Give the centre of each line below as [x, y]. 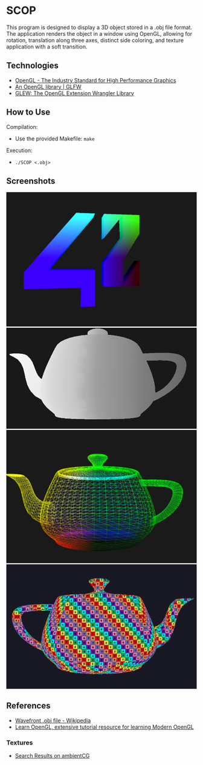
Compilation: [22, 127]
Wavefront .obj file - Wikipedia [53, 720]
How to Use [28, 112]
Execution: [19, 150]
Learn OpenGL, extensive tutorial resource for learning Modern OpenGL [105, 727]
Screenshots [31, 181]
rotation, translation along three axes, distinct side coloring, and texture [95, 40]
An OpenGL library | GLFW [48, 87]
